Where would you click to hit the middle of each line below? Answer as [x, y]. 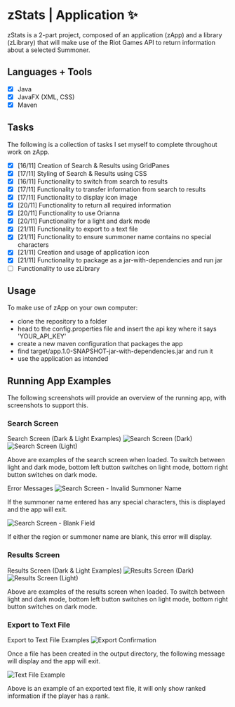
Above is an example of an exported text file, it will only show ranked [107, 689]
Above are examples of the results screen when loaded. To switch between [116, 592]
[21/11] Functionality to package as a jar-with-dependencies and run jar [120, 260]
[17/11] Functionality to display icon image [78, 197]
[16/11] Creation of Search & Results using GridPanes [93, 165]
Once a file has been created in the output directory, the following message [116, 654]
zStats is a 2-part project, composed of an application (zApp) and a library [115, 34]
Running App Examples [59, 381]
